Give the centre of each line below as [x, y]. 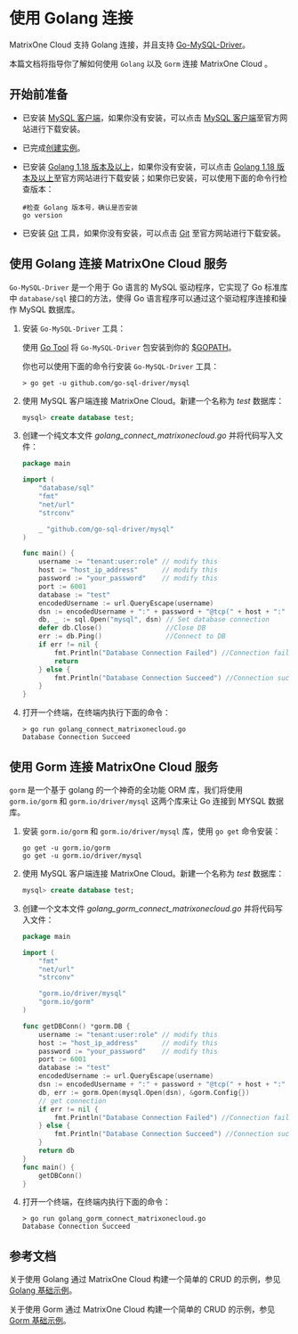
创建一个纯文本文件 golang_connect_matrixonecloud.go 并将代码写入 [149, 436]
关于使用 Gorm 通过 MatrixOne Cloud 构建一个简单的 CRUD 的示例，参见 [142, 1309]
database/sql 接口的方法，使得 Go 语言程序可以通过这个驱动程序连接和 [149, 298]
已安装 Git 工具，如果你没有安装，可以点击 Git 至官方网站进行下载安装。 [154, 233]
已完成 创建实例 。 [53, 147]
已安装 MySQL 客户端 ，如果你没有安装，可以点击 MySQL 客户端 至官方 [151, 118]
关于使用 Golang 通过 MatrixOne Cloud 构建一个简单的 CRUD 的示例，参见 [145, 1280]
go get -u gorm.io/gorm [66, 848]
